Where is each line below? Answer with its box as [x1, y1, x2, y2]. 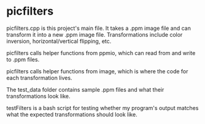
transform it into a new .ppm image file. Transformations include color [6, 31, 183, 38]
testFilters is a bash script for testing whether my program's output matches [6, 104, 199, 111]
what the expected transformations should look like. [6, 111, 137, 118]
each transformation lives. [6, 74, 72, 81]
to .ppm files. [6, 56, 40, 63]
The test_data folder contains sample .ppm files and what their [6, 86, 164, 93]
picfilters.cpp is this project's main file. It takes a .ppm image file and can [6, 24, 191, 32]
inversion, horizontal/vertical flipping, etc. [6, 37, 112, 45]
